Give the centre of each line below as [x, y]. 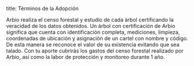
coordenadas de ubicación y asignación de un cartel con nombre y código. [97, 38]
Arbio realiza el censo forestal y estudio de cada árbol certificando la [90, 20]
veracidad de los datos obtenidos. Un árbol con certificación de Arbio [91, 26]
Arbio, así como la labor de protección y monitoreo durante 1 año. [86, 57]
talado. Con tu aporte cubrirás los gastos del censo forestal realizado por [95, 51]
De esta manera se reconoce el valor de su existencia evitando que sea [93, 44]
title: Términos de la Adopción [42, 8]
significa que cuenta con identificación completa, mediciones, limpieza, [93, 32]
